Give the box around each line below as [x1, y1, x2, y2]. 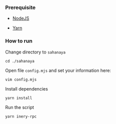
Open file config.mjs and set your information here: [5, 67, 111, 73]
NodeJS [12, 15, 29, 21]
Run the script [5, 104, 34, 110]
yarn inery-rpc [5, 114, 37, 119]
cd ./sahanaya [5, 58, 35, 63]
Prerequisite [5, 4, 36, 11]
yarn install [5, 95, 32, 100]
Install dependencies [5, 85, 48, 91]
